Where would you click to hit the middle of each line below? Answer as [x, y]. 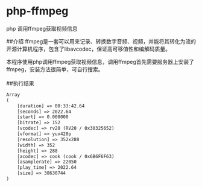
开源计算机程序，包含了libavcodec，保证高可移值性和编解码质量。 [88, 49]
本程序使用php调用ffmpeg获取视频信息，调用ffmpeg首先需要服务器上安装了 [100, 62]
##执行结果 [20, 83]
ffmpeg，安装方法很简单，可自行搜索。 [55, 69]
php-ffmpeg [37, 11]
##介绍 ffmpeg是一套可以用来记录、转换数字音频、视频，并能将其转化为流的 [101, 41]
